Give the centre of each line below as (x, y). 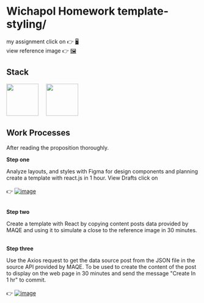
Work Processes (38, 133)
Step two (18, 211)
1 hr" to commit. (26, 280)
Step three (20, 248)
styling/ (27, 24)
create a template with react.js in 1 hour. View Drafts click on (82, 178)
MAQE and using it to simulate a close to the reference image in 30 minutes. (102, 230)
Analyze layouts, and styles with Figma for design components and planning (102, 171)
